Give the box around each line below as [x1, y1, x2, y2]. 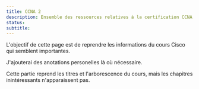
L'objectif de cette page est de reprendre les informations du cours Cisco [6, 41, 185, 48]
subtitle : [6, 25, 31, 31]
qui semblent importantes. [6, 48, 70, 55]
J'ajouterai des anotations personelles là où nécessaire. [6, 59, 143, 66]
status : [6, 19, 26, 25]
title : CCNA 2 [6, 8, 42, 15]
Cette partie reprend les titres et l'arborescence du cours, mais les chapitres [6, 70, 193, 77]
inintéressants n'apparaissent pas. [6, 77, 90, 84]
